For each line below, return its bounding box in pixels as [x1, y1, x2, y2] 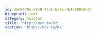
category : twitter [5, 16, 42, 21]
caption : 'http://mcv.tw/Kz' [5, 25, 64, 30]
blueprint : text [5, 12, 38, 16]
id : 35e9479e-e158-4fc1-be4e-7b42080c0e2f [5, 7, 92, 12]
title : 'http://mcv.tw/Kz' [5, 20, 60, 25]
